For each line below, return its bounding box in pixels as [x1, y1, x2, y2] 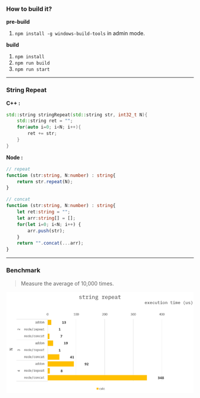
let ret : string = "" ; [17, 209, 70, 215]
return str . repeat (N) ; [17, 178, 73, 184]
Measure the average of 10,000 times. [20, 280, 114, 287]
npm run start [14, 67, 50, 73]
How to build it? [6, 5, 52, 13]
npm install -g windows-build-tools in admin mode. [14, 30, 145, 37]
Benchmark [6, 267, 40, 275]
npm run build [14, 60, 50, 67]
